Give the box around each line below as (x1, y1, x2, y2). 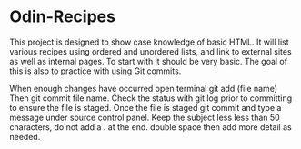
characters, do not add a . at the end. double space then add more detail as (9, 121, 293, 133)
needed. (9, 131, 41, 142)
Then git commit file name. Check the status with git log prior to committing (9, 93, 293, 104)
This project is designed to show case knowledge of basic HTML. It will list (9, 36, 289, 47)
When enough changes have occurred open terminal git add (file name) (9, 83, 277, 94)
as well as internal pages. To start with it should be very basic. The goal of (9, 55, 288, 66)
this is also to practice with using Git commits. (9, 65, 182, 76)
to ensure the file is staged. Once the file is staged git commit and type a (9, 102, 282, 113)
